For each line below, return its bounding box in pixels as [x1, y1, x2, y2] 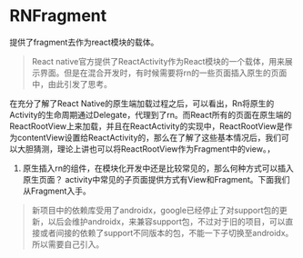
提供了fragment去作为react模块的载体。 [9, 36, 159, 47]
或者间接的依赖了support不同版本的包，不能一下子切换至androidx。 [39, 227, 294, 238]
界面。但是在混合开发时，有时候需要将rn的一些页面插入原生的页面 [39, 67, 288, 78]
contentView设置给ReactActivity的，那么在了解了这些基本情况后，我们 [16, 132, 282, 143]
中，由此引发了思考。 [31, 78, 112, 89]
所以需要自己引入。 [31, 238, 105, 250]
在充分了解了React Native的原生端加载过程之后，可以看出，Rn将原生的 [9, 97, 275, 109]
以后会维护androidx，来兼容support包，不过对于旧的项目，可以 [47, 215, 286, 227]
